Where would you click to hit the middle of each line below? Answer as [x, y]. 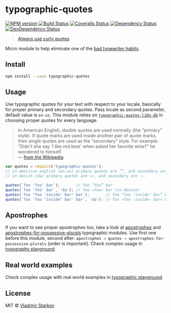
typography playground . [31, 249]
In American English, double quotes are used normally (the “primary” [90, 130]
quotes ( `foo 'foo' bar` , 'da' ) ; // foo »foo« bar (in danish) [73, 190]
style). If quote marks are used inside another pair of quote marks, [87, 136]
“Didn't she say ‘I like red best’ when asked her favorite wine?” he [87, 146]
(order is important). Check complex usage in [95, 244]
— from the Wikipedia [40, 157]
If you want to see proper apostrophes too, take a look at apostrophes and [83, 228]
